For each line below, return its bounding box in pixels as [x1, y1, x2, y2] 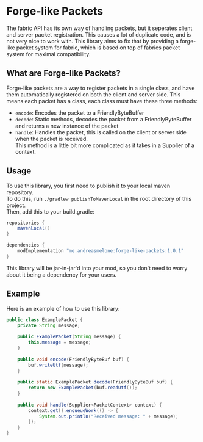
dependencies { [6, 242, 45, 248]
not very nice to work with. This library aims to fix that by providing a [6, 37, 179, 45]
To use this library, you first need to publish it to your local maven [6, 182, 171, 189]
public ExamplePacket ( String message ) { [17, 334, 121, 340]
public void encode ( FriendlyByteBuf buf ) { [17, 356, 130, 363]
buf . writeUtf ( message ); [28, 362, 88, 368]
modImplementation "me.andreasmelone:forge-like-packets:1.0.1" [17, 248, 184, 254]
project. [6, 201, 26, 209]
